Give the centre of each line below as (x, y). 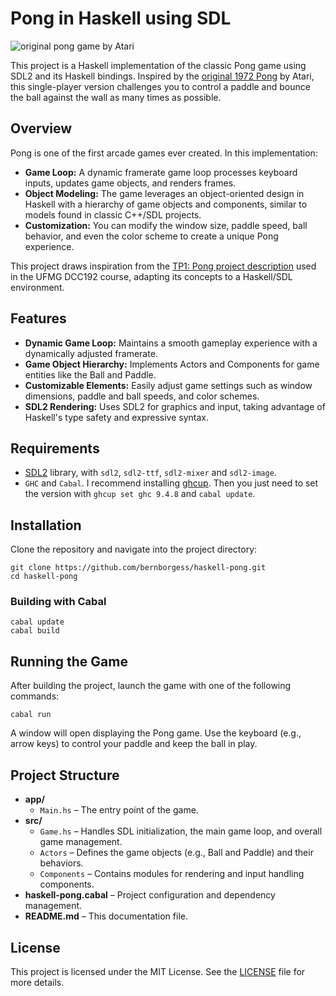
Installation (46, 525)
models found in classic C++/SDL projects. (113, 214)
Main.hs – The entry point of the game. (119, 810)
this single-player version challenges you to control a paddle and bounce (160, 86)
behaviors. (61, 863)
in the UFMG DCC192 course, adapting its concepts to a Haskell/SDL (151, 276)
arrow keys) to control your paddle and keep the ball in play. (134, 744)
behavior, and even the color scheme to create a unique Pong (151, 236)
